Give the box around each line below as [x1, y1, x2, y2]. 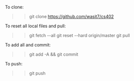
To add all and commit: [5, 42, 51, 48]
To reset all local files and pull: [5, 23, 66, 29]
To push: [5, 61, 23, 66]
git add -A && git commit [29, 51, 78, 57]
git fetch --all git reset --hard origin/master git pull [29, 33, 130, 38]
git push [29, 70, 46, 76]
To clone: [5, 4, 24, 10]
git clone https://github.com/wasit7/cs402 [29, 14, 114, 19]
